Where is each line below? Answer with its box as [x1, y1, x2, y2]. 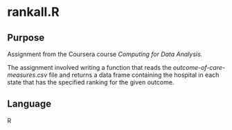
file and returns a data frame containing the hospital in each [48, 71, 220, 79]
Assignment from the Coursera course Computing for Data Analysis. [7, 50, 203, 58]
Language [7, 98, 52, 110]
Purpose [7, 32, 45, 44]
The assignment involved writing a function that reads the [7, 64, 172, 71]
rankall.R [7, 4, 60, 20]
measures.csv [7, 71, 48, 79]
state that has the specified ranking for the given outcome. [7, 78, 175, 86]
